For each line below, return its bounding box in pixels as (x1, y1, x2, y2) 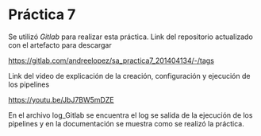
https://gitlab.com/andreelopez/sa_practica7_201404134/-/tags (8, 56, 214, 65)
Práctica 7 (8, 6, 76, 24)
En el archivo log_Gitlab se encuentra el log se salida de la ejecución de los (8, 110, 253, 120)
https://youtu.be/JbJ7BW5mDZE (8, 95, 114, 104)
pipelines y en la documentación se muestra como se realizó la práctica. (8, 119, 244, 128)
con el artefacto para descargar (8, 40, 113, 49)
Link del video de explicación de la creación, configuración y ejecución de (8, 71, 251, 80)
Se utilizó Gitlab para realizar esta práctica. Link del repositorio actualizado (8, 32, 254, 41)
